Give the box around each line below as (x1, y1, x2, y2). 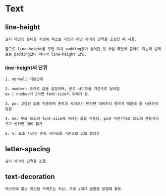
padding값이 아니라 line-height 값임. (14, 52, 87, 57)
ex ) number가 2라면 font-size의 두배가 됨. (5, 92, 90, 97)
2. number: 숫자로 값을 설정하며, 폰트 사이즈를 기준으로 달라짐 (5, 87, 120, 92)
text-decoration (5, 172, 55, 181)
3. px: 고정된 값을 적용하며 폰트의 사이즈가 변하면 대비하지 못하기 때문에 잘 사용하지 (5, 101, 159, 106)
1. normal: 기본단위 (5, 77, 44, 82)
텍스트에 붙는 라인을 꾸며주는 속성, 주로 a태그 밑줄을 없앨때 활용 (5, 186, 121, 192)
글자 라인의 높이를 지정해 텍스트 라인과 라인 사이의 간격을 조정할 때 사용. (5, 37, 137, 42)
